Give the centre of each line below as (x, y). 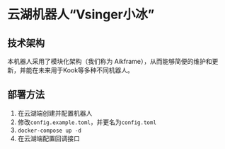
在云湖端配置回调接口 (48, 138)
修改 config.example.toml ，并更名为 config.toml (87, 122)
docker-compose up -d (49, 131)
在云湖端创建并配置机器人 (55, 113)
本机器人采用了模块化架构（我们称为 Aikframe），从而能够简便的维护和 (110, 61)
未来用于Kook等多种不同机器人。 (86, 70)
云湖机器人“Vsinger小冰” (81, 15)
